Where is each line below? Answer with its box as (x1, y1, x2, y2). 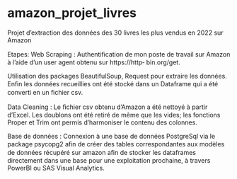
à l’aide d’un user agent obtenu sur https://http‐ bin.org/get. (7, 58, 180, 67)
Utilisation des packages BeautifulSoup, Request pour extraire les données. (7, 71, 228, 80)
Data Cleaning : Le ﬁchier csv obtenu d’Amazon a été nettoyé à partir (7, 103, 208, 111)
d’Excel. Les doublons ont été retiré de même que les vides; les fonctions (7, 110, 221, 119)
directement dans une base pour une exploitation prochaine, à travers (7, 156, 211, 164)
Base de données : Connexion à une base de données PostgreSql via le (7, 132, 216, 140)
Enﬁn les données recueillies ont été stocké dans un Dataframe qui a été (7, 79, 219, 88)
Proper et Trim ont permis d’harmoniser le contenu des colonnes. (7, 118, 198, 127)
